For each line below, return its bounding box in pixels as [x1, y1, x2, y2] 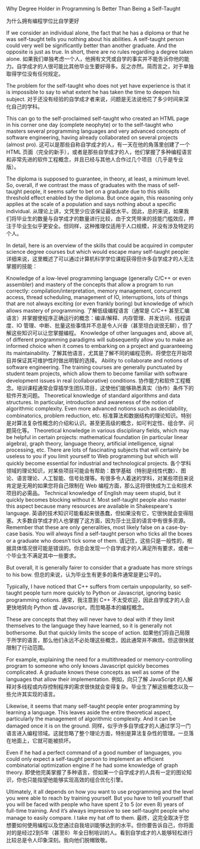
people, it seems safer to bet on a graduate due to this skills [23, 188, 170, 195]
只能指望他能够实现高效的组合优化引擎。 [26, 776, 126, 783]
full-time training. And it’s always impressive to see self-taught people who [6, 807, 189, 814]
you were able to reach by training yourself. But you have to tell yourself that [6, 795, 193, 801]
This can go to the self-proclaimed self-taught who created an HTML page [6, 115, 189, 122]
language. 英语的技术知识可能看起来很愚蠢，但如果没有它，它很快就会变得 [6, 509, 189, 517]
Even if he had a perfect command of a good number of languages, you [6, 749, 182, 756]
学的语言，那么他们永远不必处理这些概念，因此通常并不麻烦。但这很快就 [16, 637, 194, 643]
